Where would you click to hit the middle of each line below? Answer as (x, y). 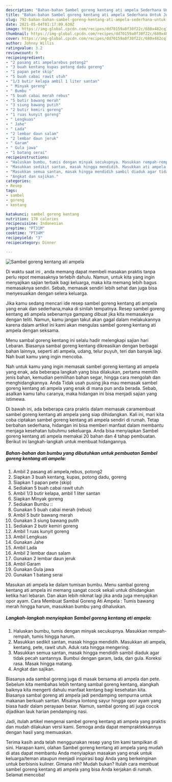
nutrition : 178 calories (32, 219)
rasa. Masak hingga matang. (43, 663)
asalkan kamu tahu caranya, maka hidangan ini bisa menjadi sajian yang (81, 394)
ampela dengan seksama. (33, 330)
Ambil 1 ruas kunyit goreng (41, 531)
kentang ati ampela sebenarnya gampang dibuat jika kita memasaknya (80, 314)
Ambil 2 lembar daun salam (42, 553)
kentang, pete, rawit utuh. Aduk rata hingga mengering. (71, 647)
